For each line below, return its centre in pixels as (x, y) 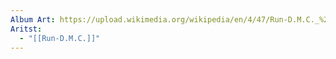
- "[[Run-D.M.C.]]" (60, 38)
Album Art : (33, 19)
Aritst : (26, 29)
